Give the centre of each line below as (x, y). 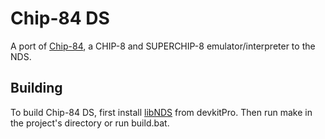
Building (36, 88)
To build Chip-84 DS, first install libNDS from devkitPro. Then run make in (161, 112)
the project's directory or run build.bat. (90, 123)
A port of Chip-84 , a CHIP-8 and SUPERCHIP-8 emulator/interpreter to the (163, 46)
